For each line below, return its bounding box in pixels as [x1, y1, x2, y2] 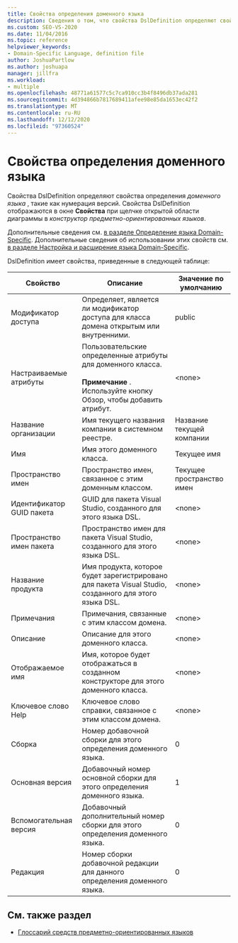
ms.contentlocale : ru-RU [7, 109, 81, 116]
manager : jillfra [7, 70, 59, 77]
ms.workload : [7, 76, 46, 84]
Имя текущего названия [81, 415, 165, 425]
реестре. [81, 433, 113, 443]
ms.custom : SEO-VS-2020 [7, 23, 78, 31]
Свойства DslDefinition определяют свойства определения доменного [7, 192, 221, 200]
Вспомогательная [11, 816, 73, 826]
